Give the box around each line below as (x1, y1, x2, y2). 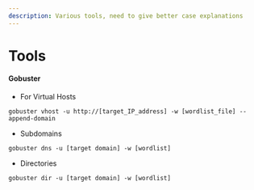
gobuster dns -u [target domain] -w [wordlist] (8, 145, 172, 153)
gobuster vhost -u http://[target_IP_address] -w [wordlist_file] (8, 108, 236, 116)
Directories (19, 158, 57, 168)
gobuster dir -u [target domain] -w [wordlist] (8, 175, 172, 183)
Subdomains (19, 129, 62, 138)
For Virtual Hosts (19, 92, 77, 102)
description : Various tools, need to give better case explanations (8, 11, 244, 20)
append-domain (8, 115, 56, 123)
